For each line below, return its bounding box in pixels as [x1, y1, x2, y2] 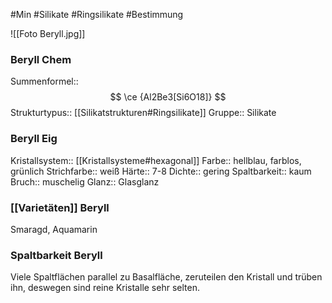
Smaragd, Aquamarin [10, 223, 98, 235]
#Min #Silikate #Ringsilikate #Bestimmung [10, 9, 184, 20]
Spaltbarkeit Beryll [10, 248, 103, 262]
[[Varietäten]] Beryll [10, 200, 110, 214]
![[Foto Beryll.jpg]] [10, 28, 86, 39]
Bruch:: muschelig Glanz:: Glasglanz [10, 175, 160, 188]
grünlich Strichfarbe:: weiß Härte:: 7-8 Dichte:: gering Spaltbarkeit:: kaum [10, 165, 312, 177]
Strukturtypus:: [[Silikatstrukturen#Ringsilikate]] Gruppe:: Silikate [10, 107, 277, 119]
